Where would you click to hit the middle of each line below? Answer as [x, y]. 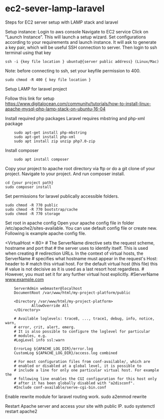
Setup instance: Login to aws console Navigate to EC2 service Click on [77, 31]
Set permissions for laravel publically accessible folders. [62, 196]
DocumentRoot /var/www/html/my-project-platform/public [72, 293]
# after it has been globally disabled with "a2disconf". [74, 383]
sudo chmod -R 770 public [31, 205]
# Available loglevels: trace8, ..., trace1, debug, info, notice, [84, 318]
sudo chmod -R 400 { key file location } [48, 80]
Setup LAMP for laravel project [36, 89]
